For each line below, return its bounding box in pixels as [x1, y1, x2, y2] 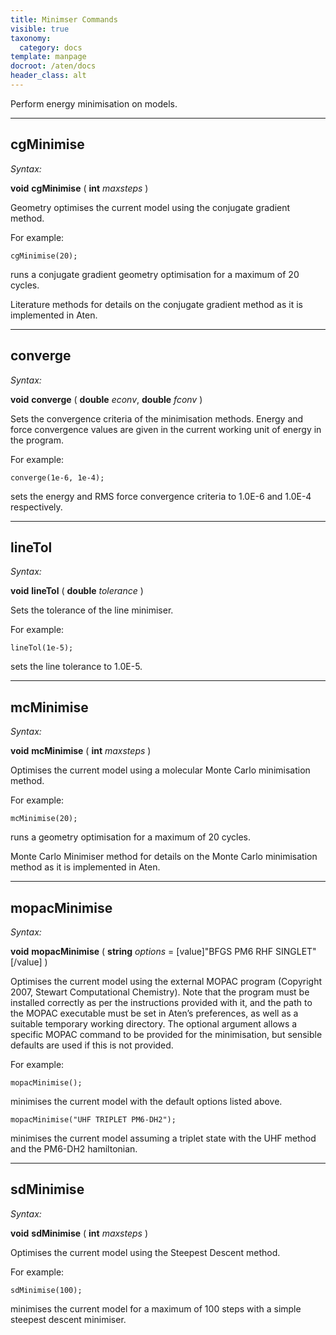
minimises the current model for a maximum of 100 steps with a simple [10, 1302, 302, 1315]
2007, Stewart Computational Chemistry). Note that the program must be [10, 986, 310, 998]
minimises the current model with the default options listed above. [10, 1095, 283, 1107]
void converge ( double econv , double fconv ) [10, 393, 203, 405]
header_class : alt [10, 71, 87, 81]
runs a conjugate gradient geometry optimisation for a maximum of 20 [10, 268, 300, 280]
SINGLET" [274, 945, 317, 957]
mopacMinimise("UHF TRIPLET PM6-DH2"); [10, 1114, 177, 1125]
